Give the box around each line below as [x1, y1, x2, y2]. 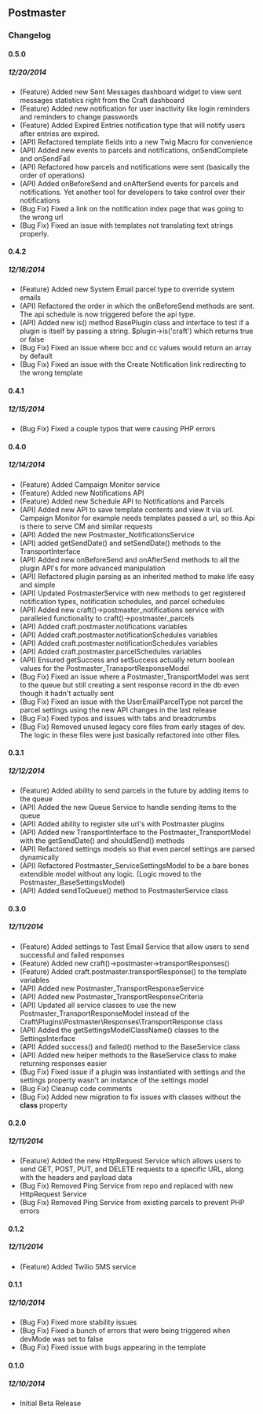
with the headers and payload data [19, 1173, 133, 1182]
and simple [19, 580, 56, 589]
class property [19, 1100, 68, 1110]
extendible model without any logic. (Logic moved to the [19, 870, 202, 879]
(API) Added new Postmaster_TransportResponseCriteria [19, 991, 204, 1001]
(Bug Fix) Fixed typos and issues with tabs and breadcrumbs [19, 713, 217, 723]
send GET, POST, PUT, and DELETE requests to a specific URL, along [19, 1164, 244, 1174]
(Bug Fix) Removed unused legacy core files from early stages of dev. [19, 722, 246, 731]
